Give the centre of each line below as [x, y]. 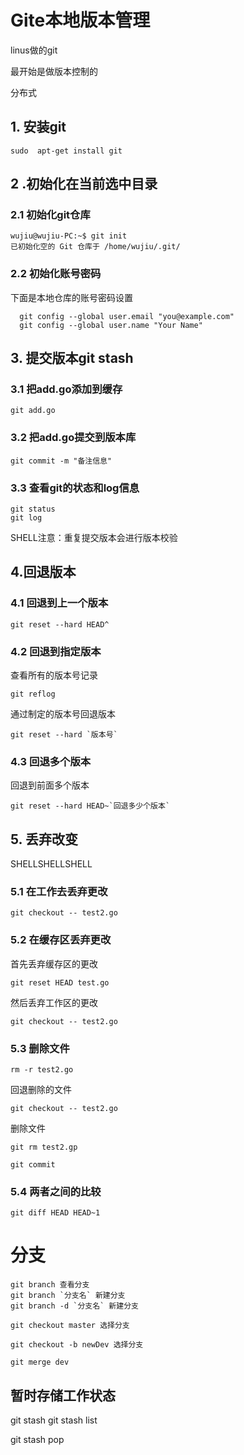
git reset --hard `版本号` [64, 735]
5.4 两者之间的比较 [56, 1191]
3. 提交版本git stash [72, 358]
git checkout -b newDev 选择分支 [77, 1345]
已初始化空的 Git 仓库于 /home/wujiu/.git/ [95, 247]
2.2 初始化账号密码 [56, 274]
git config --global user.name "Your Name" [111, 325]
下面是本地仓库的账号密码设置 [71, 297]
